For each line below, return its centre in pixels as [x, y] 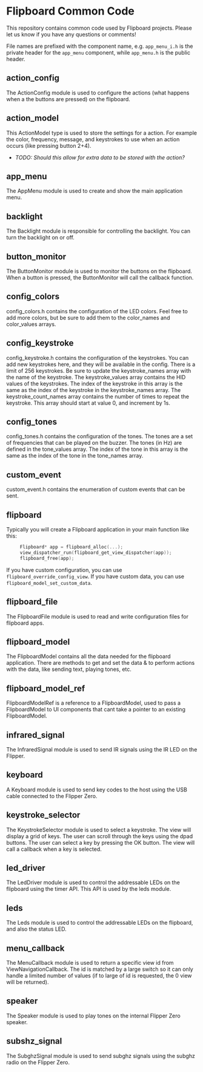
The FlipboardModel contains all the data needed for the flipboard [88, 656]
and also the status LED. [36, 929]
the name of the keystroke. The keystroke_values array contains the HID [96, 377]
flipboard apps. [25, 623]
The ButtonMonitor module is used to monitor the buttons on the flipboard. [99, 271]
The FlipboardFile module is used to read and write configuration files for [98, 616]
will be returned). [28, 982]
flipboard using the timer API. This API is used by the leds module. [89, 889]
